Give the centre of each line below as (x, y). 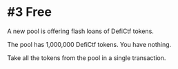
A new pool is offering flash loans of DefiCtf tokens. (80, 31)
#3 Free (29, 12)
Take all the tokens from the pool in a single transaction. (87, 58)
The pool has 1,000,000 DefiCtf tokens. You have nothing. (89, 44)
